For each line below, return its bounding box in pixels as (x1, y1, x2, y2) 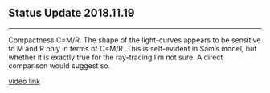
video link (8, 76, 41, 86)
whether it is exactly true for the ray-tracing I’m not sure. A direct (8, 52, 223, 62)
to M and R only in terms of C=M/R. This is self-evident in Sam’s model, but (8, 43, 257, 53)
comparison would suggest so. (8, 60, 111, 71)
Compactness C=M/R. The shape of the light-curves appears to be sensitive (8, 35, 261, 45)
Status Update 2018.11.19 (8, 6, 135, 20)
